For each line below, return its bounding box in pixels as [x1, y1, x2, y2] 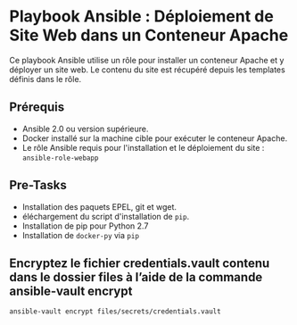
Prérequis [9, 100, 65, 115]
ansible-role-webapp [21, 154, 99, 162]
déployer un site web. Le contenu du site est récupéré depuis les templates [9, 64, 285, 75]
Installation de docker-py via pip [21, 229, 140, 240]
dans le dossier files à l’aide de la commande [9, 270, 263, 285]
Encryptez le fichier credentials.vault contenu [9, 255, 270, 271]
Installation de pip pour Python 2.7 [21, 221, 149, 231]
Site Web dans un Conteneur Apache [9, 25, 289, 46]
